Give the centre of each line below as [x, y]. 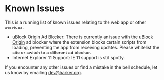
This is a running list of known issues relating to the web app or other [76, 22]
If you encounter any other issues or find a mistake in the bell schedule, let [81, 67]
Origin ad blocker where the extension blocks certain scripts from [79, 42]
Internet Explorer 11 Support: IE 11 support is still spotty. [69, 57]
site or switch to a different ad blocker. [52, 53]
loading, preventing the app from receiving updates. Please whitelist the [86, 47]
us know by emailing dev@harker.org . [44, 72]
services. [14, 27]
